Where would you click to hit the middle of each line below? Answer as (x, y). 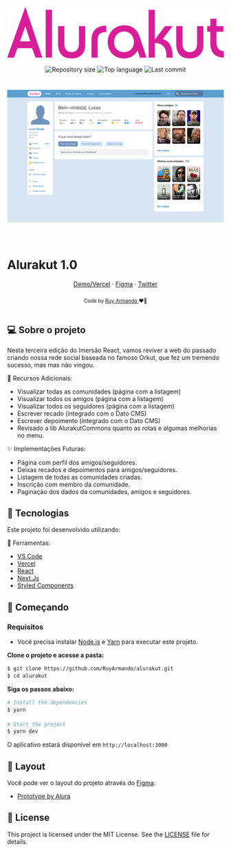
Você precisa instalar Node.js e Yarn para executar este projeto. (107, 642)
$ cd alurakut (27, 676)
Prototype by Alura (44, 796)
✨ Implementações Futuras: (46, 449)
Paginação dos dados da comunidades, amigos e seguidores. (104, 491)
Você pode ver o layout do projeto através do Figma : (81, 783)
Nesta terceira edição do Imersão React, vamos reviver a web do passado (112, 350)
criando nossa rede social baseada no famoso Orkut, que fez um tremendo (113, 357)
